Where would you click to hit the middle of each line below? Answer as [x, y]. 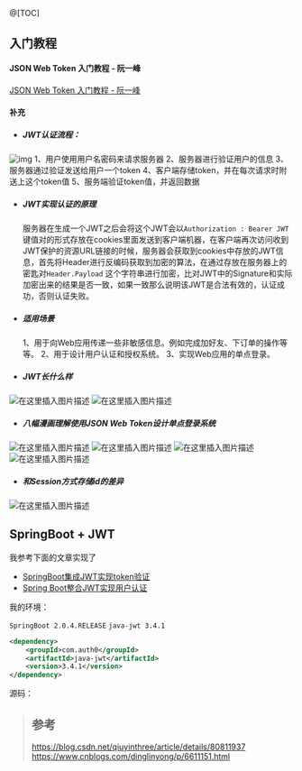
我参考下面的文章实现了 [53, 557]
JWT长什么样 [47, 376]
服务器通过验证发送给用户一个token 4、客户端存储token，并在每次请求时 [144, 170]
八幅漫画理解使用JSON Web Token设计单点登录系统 [119, 423]
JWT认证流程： [51, 134]
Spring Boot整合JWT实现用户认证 [85, 587]
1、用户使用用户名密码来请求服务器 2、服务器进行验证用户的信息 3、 [161, 159]
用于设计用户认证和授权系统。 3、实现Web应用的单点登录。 [164, 354]
